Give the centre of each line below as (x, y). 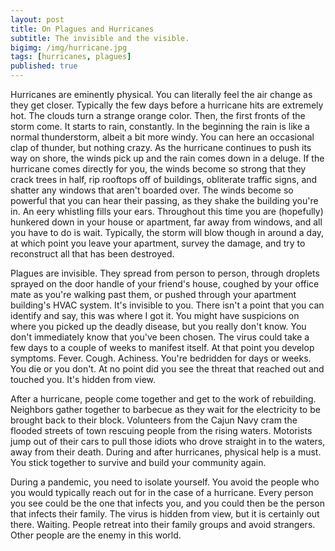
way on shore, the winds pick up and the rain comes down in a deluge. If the (167, 158)
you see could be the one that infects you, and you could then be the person (168, 503)
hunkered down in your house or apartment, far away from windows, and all (166, 222)
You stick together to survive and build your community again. (138, 462)
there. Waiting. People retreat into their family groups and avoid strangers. (163, 524)
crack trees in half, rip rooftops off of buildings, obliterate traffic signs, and (164, 179)
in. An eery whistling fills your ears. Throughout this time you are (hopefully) (167, 211)
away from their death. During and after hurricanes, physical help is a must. (166, 452)
